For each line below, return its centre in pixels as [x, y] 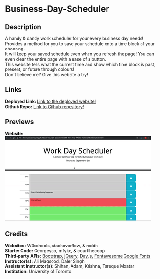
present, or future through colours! [40, 69]
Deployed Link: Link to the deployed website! [51, 101]
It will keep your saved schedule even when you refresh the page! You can [80, 54]
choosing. [15, 49]
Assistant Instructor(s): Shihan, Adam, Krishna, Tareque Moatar [70, 266]
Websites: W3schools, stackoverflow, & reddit [52, 246]
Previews [19, 122]
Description [23, 27]
